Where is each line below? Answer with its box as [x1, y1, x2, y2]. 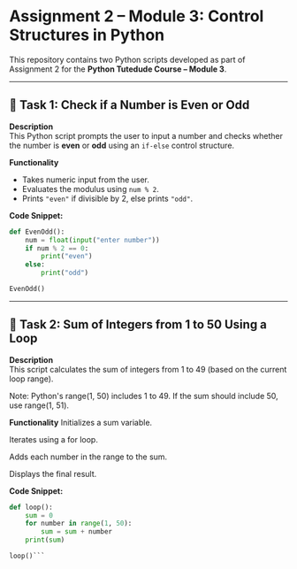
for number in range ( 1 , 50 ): [25, 519, 133, 528]
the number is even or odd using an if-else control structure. [9, 140, 235, 150]
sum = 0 [25, 511, 53, 519]
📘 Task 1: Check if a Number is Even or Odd [9, 97, 250, 112]
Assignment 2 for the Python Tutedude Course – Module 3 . [9, 64, 227, 74]
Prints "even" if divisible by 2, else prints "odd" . [21, 193, 193, 204]
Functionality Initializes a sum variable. [9, 417, 153, 427]
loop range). [9, 373, 54, 384]
